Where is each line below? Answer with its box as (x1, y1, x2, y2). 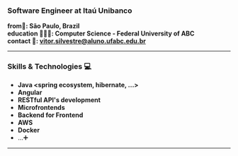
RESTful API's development (17, 95, 101, 104)
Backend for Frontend (17, 111, 84, 119)
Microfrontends (17, 103, 65, 111)
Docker (17, 126, 40, 134)
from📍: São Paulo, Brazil (7, 22, 80, 30)
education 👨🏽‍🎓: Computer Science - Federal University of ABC (7, 29, 195, 38)
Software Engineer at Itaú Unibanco (7, 6, 132, 16)
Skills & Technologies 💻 (7, 62, 92, 72)
